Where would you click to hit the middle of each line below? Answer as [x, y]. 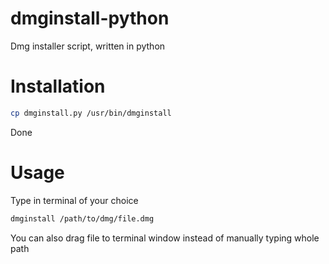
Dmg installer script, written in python [88, 46]
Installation [58, 86]
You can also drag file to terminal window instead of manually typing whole [165, 238]
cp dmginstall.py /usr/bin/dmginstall [91, 113]
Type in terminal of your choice [74, 200]
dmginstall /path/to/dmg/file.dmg [82, 218]
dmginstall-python [90, 18]
